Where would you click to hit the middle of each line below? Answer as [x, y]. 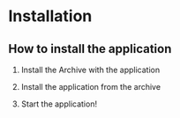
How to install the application [90, 49]
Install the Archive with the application [90, 70]
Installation [50, 16]
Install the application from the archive [90, 87]
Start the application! [59, 104]
